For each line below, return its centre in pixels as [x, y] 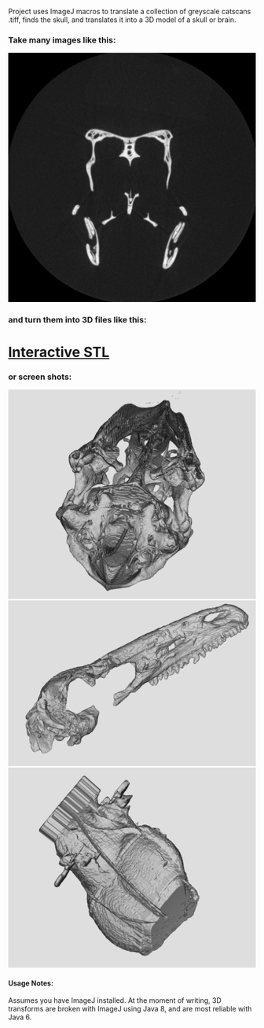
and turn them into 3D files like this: [77, 319]
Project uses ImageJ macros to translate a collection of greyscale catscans [130, 11]
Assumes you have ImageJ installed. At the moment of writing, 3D [115, 1000]
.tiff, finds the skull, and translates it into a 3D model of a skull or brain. [122, 20]
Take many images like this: [62, 40]
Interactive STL [59, 352]
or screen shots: [40, 377]
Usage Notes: [31, 983]
